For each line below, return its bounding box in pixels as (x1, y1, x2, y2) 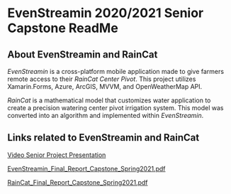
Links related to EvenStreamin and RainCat (7, 131, 200, 144)
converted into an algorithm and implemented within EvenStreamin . (7, 112, 204, 119)
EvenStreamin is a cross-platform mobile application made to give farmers (7, 68, 225, 75)
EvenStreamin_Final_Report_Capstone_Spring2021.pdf (7, 164, 166, 173)
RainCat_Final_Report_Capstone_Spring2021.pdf (7, 178, 148, 186)
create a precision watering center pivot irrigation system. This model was (7, 104, 224, 112)
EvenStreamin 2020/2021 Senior (7, 5, 204, 21)
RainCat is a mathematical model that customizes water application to (7, 96, 211, 104)
